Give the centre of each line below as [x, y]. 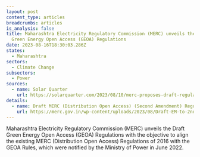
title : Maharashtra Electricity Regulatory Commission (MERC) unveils [96, 34]
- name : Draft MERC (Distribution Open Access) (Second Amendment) [97, 106]
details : [17, 100]
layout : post [22, 12]
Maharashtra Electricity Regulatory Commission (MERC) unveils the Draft [96, 128]
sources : [17, 84]
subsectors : [21, 73]
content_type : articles [36, 17]
